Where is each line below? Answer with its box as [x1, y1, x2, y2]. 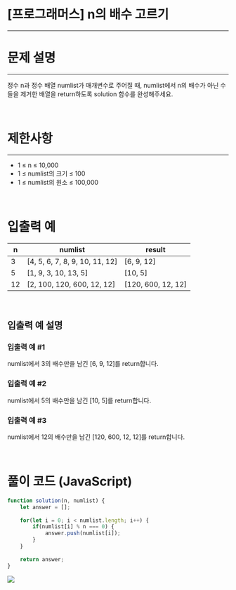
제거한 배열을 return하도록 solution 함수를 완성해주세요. [20, 89, 173, 98]
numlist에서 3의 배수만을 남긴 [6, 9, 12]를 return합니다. [7, 360, 159, 368]
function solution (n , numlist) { [7, 497, 105, 504]
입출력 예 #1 [7, 342, 46, 352]
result [145, 244, 166, 254]
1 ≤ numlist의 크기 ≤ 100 [17, 169, 86, 178]
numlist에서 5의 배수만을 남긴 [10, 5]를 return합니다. [7, 396, 152, 405]
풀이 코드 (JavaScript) [7, 473, 133, 490]
